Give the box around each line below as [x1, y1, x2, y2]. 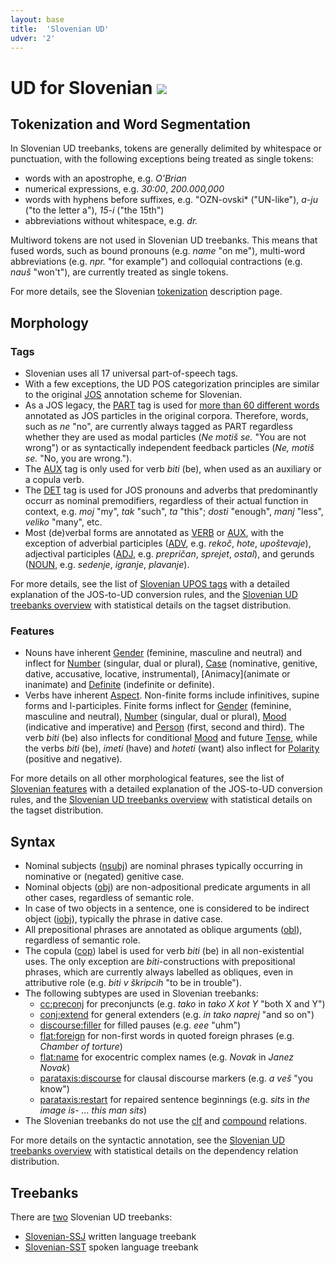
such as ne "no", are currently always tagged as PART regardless [24, 421, 293, 433]
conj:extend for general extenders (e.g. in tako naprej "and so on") [39, 1009, 315, 1021]
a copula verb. [24, 474, 85, 486]
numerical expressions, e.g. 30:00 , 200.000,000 [24, 183, 225, 195]
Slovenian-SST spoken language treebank [24, 1241, 199, 1253]
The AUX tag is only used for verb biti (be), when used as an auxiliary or [24, 463, 322, 475]
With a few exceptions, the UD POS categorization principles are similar [24, 378, 320, 390]
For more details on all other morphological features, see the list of [10, 772, 285, 785]
